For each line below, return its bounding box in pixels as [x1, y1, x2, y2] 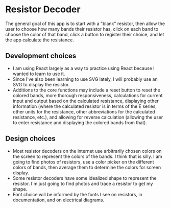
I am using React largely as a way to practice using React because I [12, 65, 155, 71]
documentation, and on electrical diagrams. [12, 197, 105, 203]
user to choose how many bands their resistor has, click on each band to [5, 26, 159, 32]
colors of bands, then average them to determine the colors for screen [12, 164, 161, 170]
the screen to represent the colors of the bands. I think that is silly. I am [12, 153, 162, 159]
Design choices [5, 134, 56, 143]
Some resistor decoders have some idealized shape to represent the [12, 175, 157, 181]
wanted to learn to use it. [12, 71, 65, 77]
